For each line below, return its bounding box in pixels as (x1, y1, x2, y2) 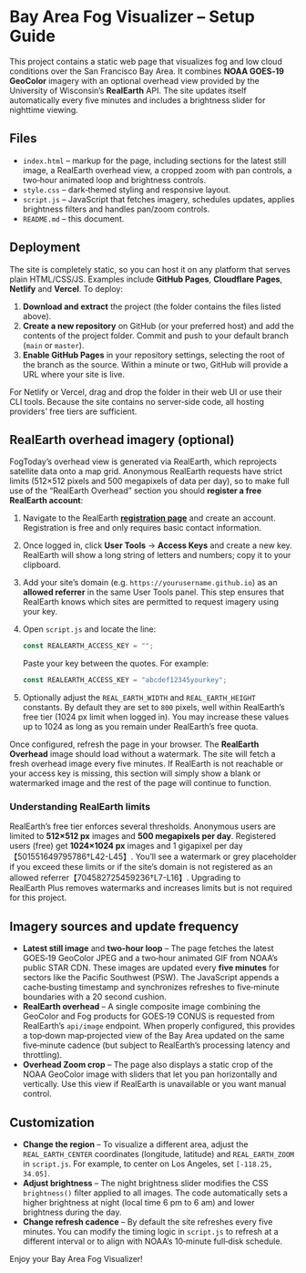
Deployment (9, 240, 81, 255)
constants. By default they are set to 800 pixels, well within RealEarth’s (22, 702, 285, 713)
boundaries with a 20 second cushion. (22, 991, 167, 1002)
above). (22, 310, 52, 321)
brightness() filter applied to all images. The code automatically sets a (22, 1187, 289, 1198)
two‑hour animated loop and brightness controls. (22, 174, 207, 185)
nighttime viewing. (9, 104, 79, 115)
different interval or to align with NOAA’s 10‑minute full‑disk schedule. (22, 1236, 283, 1247)
